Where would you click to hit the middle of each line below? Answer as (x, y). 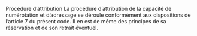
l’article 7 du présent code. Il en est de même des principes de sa (86, 21)
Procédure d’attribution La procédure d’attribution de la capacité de (89, 9)
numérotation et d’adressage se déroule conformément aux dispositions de (98, 15)
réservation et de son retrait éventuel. (52, 28)
